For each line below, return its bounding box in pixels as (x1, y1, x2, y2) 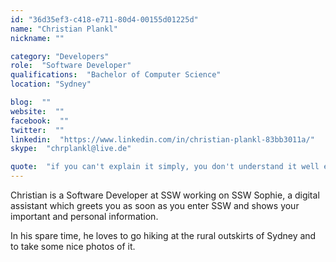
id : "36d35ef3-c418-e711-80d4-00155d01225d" (10, 14, 199, 25)
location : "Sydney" (10, 79, 92, 90)
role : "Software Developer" (10, 61, 132, 71)
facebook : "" (10, 116, 70, 126)
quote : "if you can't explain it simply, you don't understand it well (10, 162, 320, 172)
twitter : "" (10, 125, 65, 135)
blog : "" (10, 97, 52, 107)
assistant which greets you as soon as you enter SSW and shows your (10, 200, 300, 211)
